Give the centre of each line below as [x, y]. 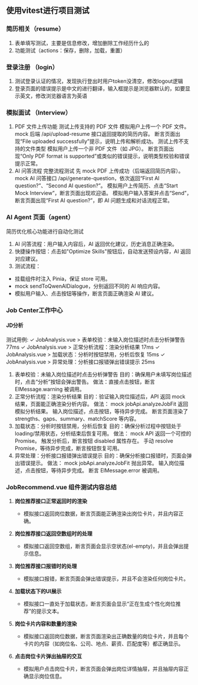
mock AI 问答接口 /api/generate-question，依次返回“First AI [87, 178]
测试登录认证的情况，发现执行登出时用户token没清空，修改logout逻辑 [99, 81]
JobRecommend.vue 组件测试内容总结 [61, 487]
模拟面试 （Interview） [39, 112]
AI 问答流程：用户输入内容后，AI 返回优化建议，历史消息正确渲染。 [96, 244]
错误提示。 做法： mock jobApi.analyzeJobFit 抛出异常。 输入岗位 [100, 463]
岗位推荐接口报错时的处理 [46, 566]
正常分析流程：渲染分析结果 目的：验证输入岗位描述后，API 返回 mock [100, 396]
